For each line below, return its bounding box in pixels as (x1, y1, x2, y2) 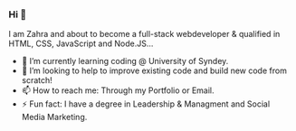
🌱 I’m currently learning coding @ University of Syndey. (21, 56, 229, 67)
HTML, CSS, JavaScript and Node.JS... (8, 38, 154, 49)
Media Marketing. (21, 112, 88, 123)
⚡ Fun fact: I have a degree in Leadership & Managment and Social (21, 98, 271, 109)
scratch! (21, 75, 53, 86)
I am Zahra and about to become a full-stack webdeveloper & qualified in (8, 29, 281, 40)
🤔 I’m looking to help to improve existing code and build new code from (21, 65, 287, 76)
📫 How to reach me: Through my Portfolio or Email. (21, 85, 215, 96)
